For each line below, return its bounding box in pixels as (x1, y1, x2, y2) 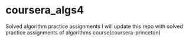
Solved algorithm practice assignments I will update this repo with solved (5, 23, 184, 30)
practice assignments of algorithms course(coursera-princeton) (5, 29, 161, 36)
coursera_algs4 (5, 3, 84, 17)
